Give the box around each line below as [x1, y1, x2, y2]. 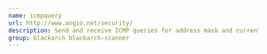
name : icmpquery [8, 11, 62, 20]
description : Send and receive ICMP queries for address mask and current [8, 26, 261, 34]
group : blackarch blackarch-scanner [8, 33, 130, 42]
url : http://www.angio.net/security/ [8, 19, 133, 27]
